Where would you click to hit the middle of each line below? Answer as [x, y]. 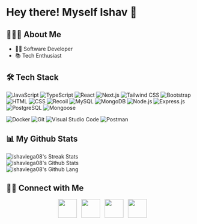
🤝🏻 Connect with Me [45, 188]
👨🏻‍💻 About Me [34, 35]
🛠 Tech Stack [32, 77]
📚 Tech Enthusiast [38, 56]
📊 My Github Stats [42, 139]
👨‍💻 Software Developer [44, 49]
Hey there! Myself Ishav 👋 [72, 12]
